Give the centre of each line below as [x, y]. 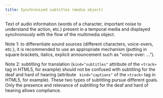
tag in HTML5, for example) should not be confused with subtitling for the [80, 69]
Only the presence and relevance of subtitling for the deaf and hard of [77, 85]
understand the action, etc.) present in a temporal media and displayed [78, 29]
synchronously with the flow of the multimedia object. [60, 34]
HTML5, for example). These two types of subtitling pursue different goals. [82, 80]
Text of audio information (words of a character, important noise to [73, 24]
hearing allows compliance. [33, 90]
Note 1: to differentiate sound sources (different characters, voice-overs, [79, 44]
